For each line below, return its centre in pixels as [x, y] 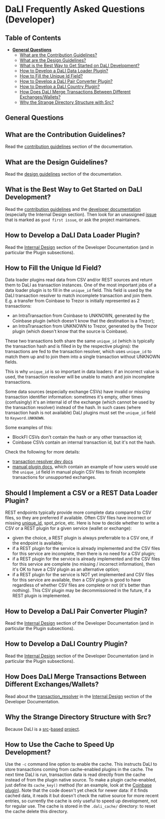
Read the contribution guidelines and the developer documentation [73, 209]
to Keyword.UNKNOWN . [25, 418]
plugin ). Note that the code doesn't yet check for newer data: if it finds [77, 790]
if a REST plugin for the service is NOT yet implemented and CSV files [83, 575]
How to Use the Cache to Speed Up [60, 745]
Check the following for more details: [43, 452]
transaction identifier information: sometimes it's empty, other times [74, 397]
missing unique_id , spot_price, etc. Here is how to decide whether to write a [82, 523]
